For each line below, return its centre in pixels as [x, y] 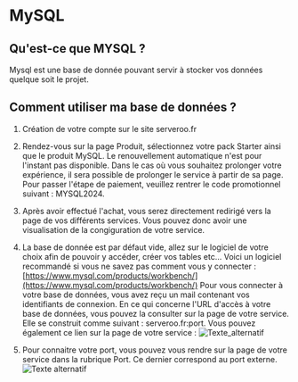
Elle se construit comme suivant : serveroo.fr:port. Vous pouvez [139, 323]
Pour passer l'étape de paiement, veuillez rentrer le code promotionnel [152, 184]
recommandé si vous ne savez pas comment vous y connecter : [139, 266]
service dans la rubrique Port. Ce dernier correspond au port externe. [149, 359]
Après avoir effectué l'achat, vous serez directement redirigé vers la [146, 211]
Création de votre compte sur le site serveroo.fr [109, 129]
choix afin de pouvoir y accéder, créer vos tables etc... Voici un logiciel [152, 256]
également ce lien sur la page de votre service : [109, 332]
